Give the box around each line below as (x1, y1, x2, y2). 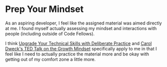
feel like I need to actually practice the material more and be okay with (5, 51, 150, 57)
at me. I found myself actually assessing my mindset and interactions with (5, 25, 157, 31)
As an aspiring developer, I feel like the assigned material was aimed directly (5, 20, 162, 26)
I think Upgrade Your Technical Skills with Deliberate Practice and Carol (5, 40, 152, 46)
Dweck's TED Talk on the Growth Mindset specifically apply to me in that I (5, 45, 157, 51)
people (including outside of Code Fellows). (5, 30, 95, 36)
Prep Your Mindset (5, 3, 84, 15)
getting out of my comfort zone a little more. (5, 56, 96, 62)
